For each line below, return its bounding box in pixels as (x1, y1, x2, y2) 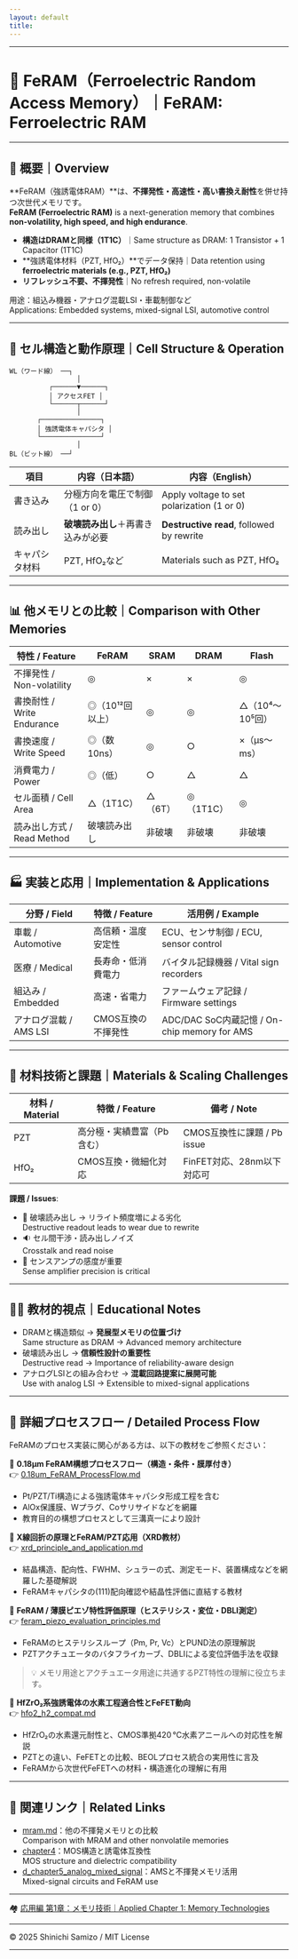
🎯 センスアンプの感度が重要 (21, 1255, 122, 1266)
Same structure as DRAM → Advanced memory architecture (21, 1337, 242, 1348)
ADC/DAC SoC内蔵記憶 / (161, 1014, 264, 1026)
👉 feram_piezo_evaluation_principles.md (9, 1616, 161, 1627)
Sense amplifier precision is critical (21, 1265, 151, 1276)
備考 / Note (209, 1103, 257, 1115)
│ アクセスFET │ (48, 392, 104, 401)
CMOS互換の (92, 1012, 148, 1024)
